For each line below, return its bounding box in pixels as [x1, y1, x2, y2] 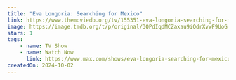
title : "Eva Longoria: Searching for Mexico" [7, 10, 143, 17]
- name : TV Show [20, 42, 68, 49]
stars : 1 [7, 29, 33, 37]
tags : [7, 36, 23, 43]
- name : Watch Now [20, 49, 74, 56]
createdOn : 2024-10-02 [7, 62, 74, 69]
